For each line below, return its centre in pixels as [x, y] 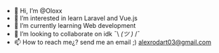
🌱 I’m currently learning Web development [75, 25]
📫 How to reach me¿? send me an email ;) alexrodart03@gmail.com [113, 42]
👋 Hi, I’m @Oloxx [38, 11]
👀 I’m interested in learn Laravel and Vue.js [76, 18]
